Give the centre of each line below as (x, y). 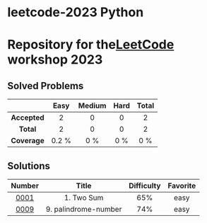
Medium (92, 105)
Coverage (28, 141)
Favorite (182, 186)
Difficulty (144, 186)
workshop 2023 (55, 60)
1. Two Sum (84, 198)
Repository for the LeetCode (91, 45)
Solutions (29, 166)
